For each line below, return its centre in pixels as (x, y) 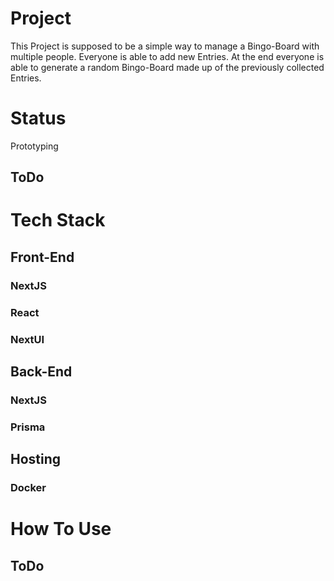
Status (38, 118)
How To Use (61, 529)
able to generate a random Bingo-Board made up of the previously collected (167, 67)
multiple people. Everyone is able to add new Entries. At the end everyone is (167, 56)
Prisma (28, 427)
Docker (28, 488)
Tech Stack (58, 220)
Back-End (41, 371)
